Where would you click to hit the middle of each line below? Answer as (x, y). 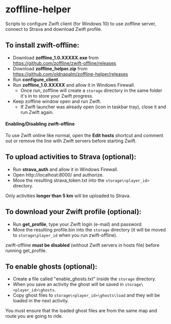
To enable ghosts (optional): (51, 266)
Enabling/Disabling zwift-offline (40, 124)
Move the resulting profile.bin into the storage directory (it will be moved (89, 230)
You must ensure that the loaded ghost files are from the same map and (81, 311)
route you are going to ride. (34, 316)
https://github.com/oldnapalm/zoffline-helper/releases (70, 74)
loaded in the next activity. (41, 301)
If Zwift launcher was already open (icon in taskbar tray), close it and (93, 107)
